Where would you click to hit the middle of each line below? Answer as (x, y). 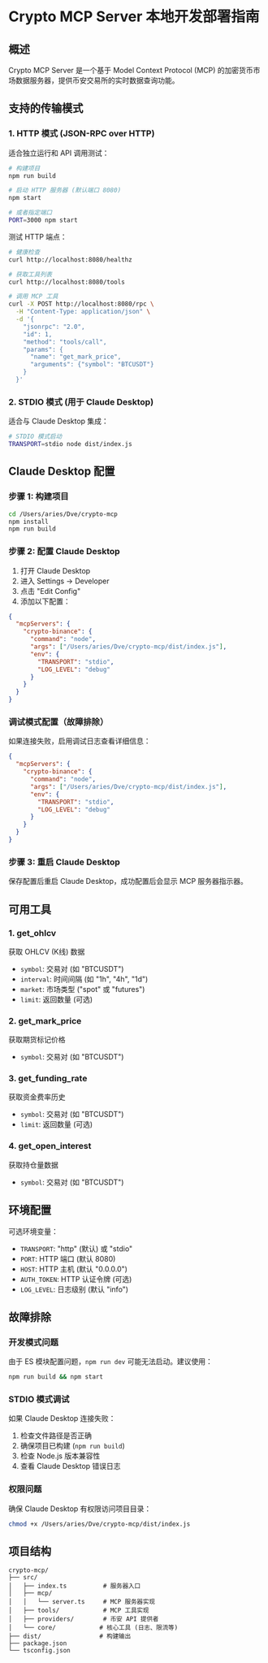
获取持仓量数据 (33, 1165)
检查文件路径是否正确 (56, 1436)
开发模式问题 (34, 1342)
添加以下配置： (45, 601)
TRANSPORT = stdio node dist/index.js (70, 444)
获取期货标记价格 (37, 1040)
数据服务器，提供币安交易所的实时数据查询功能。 (97, 80)
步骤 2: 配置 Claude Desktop (64, 552)
